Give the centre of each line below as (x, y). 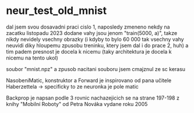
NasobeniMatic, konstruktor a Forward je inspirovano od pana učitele (89, 80)
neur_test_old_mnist (56, 11)
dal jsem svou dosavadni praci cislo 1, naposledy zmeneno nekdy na (88, 27)
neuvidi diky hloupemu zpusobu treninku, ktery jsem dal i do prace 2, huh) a (97, 45)
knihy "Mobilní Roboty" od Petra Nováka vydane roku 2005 (77, 104)
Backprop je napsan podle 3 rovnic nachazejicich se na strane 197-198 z (93, 98)
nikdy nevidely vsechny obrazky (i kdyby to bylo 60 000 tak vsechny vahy (95, 39)
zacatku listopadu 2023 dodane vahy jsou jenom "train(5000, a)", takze (92, 33)
